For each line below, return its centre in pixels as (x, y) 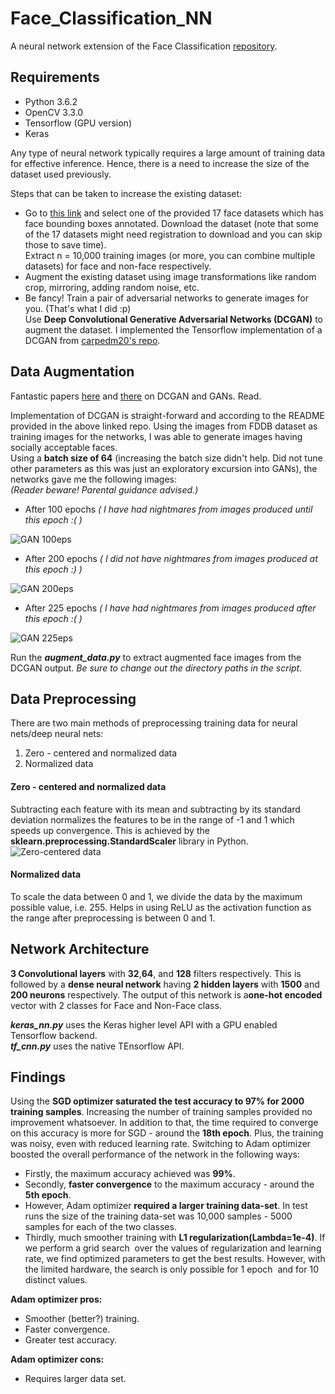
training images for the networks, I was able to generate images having (156, 436)
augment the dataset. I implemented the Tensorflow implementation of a (173, 329)
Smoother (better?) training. (82, 1319)
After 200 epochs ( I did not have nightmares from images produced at (171, 558)
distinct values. (56, 1280)
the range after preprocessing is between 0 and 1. (113, 918)
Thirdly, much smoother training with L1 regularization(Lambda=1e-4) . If (175, 1238)
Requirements (55, 77)
